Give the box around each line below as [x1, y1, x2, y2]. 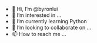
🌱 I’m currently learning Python [11, 18, 87, 24]
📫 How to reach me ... [11, 31, 66, 37]
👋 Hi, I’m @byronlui [11, 6, 58, 12]
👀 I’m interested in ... [11, 12, 62, 19]
